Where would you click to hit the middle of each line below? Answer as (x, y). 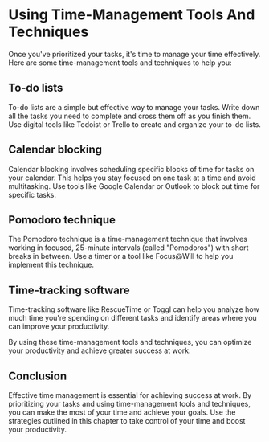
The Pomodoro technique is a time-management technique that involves (128, 239)
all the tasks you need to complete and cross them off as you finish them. (130, 116)
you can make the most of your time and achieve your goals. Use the (122, 412)
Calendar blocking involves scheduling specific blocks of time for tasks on (131, 169)
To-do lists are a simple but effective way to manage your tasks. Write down (134, 107)
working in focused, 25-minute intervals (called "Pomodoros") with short (128, 248)
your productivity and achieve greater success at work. (100, 350)
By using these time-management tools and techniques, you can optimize (130, 342)
